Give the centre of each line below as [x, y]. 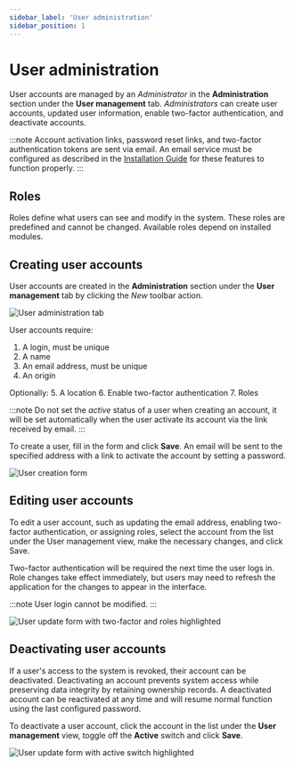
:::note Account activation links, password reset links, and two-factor [135, 140]
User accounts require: [51, 330]
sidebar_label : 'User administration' [81, 17]
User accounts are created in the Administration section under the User [142, 287]
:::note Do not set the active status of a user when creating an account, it [143, 410]
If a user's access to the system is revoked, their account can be [128, 670]
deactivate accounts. [48, 123]
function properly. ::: [47, 168]
